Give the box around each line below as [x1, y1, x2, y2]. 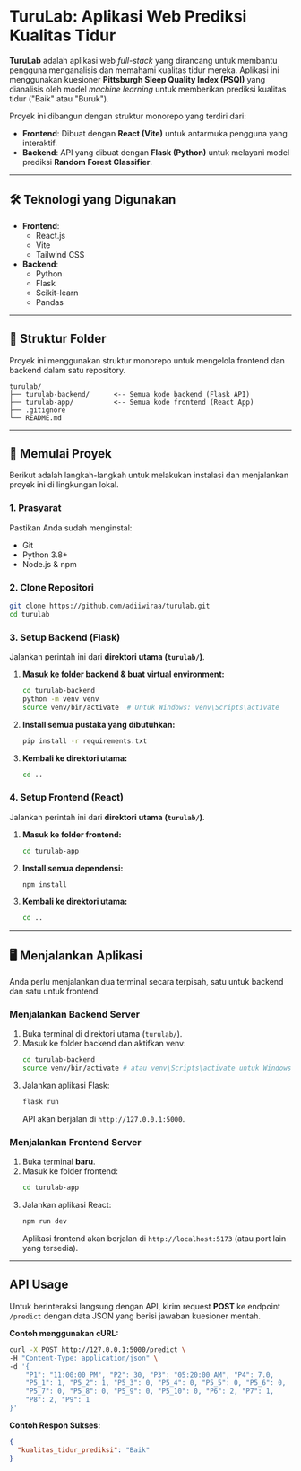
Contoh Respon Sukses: [9, 1420, 101, 1431]
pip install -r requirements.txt [21, 736, 148, 746]
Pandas [35, 296, 64, 307]
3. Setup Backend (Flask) [9, 631, 121, 644]
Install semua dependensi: [21, 862, 124, 873]
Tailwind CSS [35, 249, 85, 259]
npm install [21, 880, 67, 889]
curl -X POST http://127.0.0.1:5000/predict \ [9, 1344, 186, 1354]
